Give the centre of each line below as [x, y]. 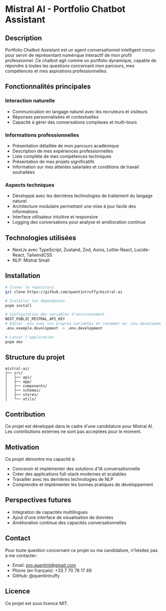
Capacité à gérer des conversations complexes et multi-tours [75, 122]
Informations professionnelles [42, 135]
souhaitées [23, 172]
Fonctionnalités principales [48, 87]
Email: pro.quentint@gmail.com [44, 565]
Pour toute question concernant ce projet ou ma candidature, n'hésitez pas [82, 550]
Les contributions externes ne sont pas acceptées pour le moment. [73, 432]
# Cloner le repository [30, 287]
